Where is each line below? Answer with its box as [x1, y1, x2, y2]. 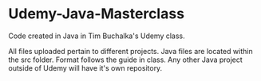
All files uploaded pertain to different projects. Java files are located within [8, 46, 253, 56]
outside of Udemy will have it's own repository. [8, 63, 163, 72]
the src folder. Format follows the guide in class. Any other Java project [8, 55, 243, 64]
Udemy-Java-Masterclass [8, 5, 185, 23]
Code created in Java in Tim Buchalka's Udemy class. [8, 31, 185, 40]
